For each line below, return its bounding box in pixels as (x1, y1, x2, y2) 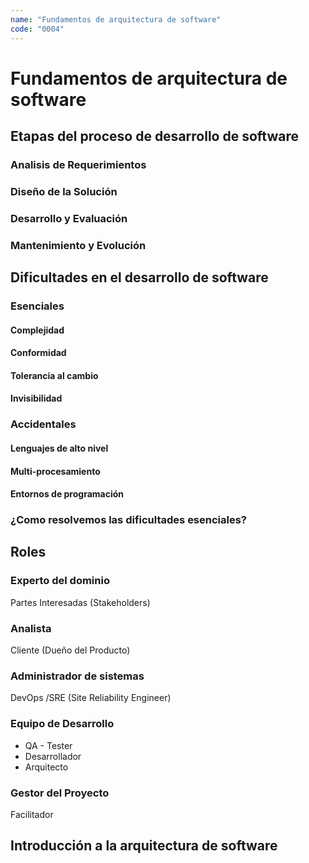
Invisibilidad (10, 392, 63, 405)
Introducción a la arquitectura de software (10, 837, 278, 855)
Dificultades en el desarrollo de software (10, 269, 269, 286)
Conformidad (10, 347, 67, 359)
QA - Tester (24, 739, 73, 751)
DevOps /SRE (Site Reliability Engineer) (10, 692, 172, 704)
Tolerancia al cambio (10, 369, 99, 381)
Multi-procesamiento (10, 465, 101, 477)
